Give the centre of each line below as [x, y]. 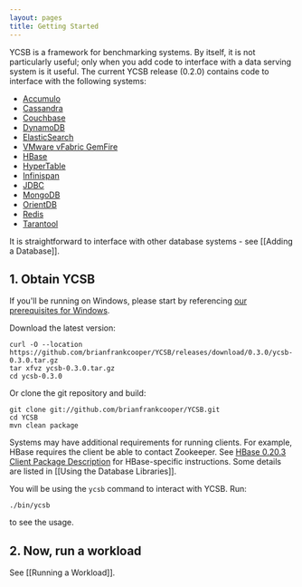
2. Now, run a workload [75, 550]
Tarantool [40, 224]
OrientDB [39, 204]
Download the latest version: [62, 328]
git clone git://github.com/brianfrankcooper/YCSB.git [115, 410]
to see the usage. [42, 523]
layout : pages [36, 18]
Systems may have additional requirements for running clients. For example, [151, 443]
